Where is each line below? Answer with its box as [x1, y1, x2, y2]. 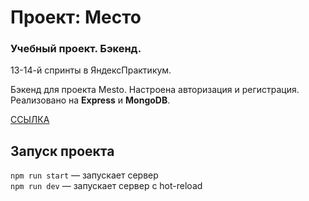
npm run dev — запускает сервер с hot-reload [10, 180, 203, 192]
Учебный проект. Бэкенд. [10, 42, 142, 56]
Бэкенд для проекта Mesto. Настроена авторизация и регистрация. [10, 84, 300, 96]
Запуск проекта [10, 142, 115, 160]
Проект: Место [10, 6, 142, 29]
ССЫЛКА [10, 114, 50, 126]
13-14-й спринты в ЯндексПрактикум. [10, 64, 172, 76]
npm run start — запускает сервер [10, 169, 159, 181]
